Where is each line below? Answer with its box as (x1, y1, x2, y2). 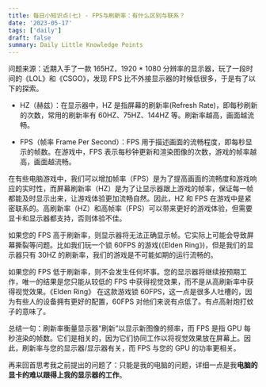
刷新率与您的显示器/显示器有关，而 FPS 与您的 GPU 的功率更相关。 (21, 343, 241, 353)
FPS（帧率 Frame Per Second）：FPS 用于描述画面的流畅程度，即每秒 (19, 137, 246, 147)
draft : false (8, 33, 51, 42)
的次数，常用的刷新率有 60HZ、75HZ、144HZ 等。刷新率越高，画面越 (19, 110, 248, 120)
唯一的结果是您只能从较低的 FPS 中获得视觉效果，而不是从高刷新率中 (21, 277, 248, 286)
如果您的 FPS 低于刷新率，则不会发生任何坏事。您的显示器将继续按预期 (8, 267, 241, 277)
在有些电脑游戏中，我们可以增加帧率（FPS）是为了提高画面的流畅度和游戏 (8, 174, 251, 183)
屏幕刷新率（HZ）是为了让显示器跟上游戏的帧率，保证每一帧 (56, 184, 254, 193)
